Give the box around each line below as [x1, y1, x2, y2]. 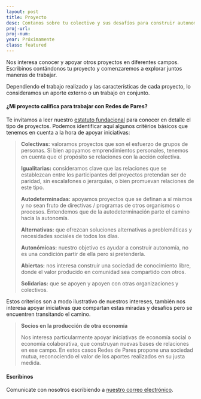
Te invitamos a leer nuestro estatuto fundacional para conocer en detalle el [6, 116, 191, 123]
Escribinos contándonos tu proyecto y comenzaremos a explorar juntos [6, 65, 182, 72]
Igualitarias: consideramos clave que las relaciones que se [20, 165, 167, 172]
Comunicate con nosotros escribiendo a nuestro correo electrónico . [6, 386, 173, 394]
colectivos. [20, 287, 48, 294]
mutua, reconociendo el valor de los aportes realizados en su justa [20, 353, 185, 360]
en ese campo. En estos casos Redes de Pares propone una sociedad [20, 346, 193, 354]
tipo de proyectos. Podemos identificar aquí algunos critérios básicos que [6, 123, 188, 130]
